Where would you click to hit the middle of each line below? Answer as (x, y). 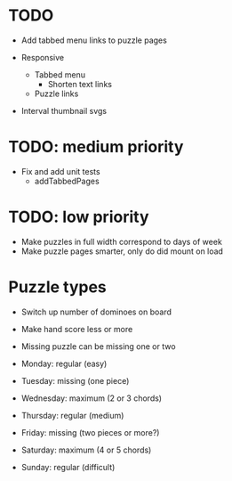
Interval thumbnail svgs (64, 110)
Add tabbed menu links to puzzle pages (94, 40)
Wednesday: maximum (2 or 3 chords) (91, 398)
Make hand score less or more (77, 329)
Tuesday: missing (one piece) (75, 380)
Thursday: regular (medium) (72, 415)
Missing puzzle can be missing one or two (98, 346)
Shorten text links (80, 84)
